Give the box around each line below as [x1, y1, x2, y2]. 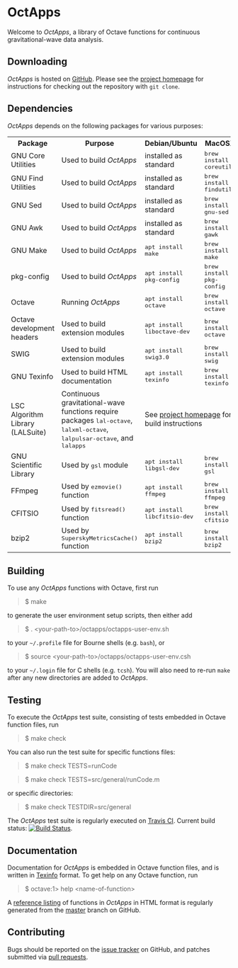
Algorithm [11, 410, 44, 420]
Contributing [7, 926, 65, 938]
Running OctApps [61, 297, 120, 307]
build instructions [144, 418, 203, 428]
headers [11, 332, 39, 342]
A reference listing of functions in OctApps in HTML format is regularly [7, 899, 214, 906]
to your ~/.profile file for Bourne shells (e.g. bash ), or [7, 639, 165, 647]
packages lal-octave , [61, 415, 133, 425]
